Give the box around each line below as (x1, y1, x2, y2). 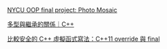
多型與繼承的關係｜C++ (7, 20, 75, 28)
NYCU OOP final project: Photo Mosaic (7, 6, 117, 14)
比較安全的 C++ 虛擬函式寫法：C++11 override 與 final (7, 35, 160, 43)
